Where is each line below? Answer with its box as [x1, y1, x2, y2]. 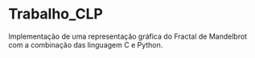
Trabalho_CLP [8, 5, 103, 23]
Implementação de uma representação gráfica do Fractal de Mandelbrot [8, 31, 248, 41]
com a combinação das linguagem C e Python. [8, 39, 163, 49]
